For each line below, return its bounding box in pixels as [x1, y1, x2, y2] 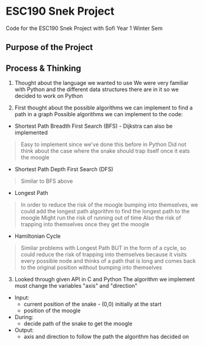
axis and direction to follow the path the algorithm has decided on [23, 333, 189, 340]
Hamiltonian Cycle [14, 232, 61, 240]
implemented [14, 129, 48, 136]
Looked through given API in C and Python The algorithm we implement [14, 276, 195, 283]
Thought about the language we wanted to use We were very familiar [14, 79, 189, 87]
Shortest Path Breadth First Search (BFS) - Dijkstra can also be [14, 122, 173, 130]
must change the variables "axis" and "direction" [14, 282, 138, 290]
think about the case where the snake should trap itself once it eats [20, 147, 191, 155]
